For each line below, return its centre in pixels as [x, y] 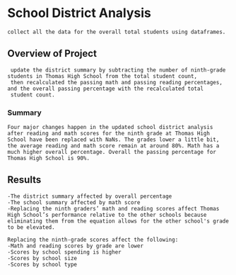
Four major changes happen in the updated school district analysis [110, 128]
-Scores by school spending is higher [64, 252]
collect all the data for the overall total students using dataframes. [117, 32]
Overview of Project [52, 54]
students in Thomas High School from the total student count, [102, 76]
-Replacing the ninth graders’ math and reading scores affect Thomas [113, 208]
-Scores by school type [42, 264]
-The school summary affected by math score [74, 202]
